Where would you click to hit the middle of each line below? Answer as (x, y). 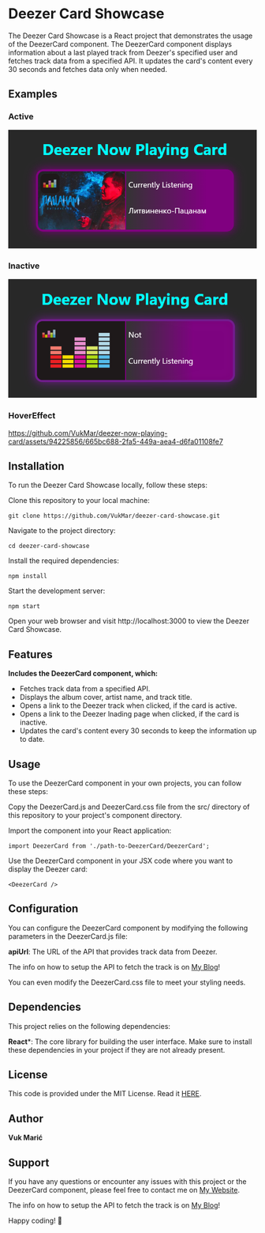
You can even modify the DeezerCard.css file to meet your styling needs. (127, 982)
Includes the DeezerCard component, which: (83, 674)
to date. (32, 739)
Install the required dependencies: (64, 561)
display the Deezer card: (48, 869)
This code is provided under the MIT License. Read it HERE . (105, 1094)
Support (29, 1162)
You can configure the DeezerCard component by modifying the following (128, 928)
